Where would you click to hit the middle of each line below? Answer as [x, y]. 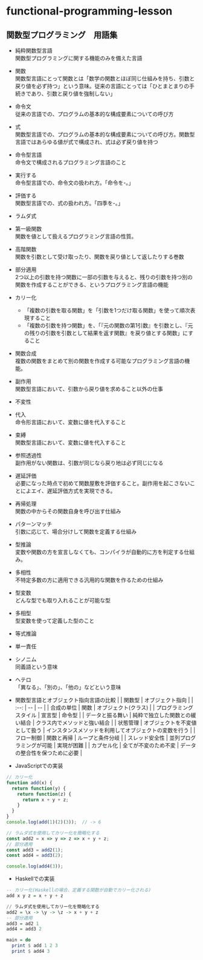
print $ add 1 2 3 [35, 946]
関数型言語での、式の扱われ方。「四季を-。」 [69, 203]
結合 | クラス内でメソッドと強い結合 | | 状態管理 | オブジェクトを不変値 [108, 723]
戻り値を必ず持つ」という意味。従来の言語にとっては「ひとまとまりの [102, 86]
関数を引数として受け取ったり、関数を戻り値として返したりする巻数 [99, 257]
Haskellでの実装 [35, 879]
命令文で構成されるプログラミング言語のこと [71, 162]
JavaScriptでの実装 [39, 766]
